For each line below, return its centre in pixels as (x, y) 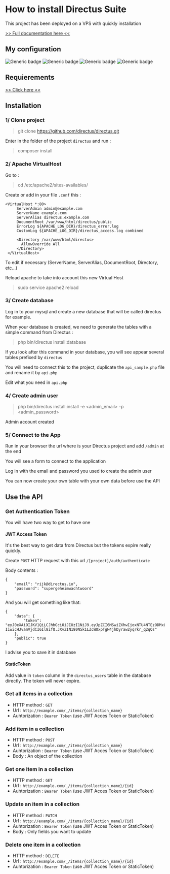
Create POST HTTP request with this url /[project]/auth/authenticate (78, 561)
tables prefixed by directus (34, 357)
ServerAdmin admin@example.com (49, 208)
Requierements (30, 77)
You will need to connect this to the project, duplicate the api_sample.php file (85, 367)
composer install (35, 151)
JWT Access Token (26, 534)
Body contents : (22, 570)
